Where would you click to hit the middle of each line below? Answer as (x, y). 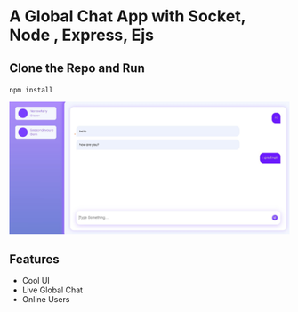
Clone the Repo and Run (77, 68)
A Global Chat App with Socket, (128, 16)
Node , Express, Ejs (81, 35)
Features (34, 259)
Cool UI (36, 281)
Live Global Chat (52, 290)
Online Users (46, 300)
